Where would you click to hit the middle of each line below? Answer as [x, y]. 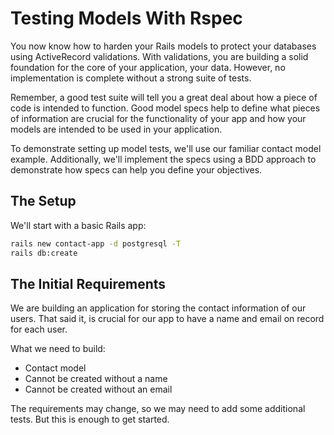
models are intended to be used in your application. [116, 129]
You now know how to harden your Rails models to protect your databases [163, 46]
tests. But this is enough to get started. [90, 419]
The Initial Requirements [88, 283]
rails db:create [44, 253]
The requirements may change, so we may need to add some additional [158, 409]
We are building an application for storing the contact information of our [158, 308]
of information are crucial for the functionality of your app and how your [158, 118]
